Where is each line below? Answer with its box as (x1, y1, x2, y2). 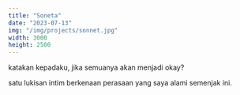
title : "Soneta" (8, 11, 62, 20)
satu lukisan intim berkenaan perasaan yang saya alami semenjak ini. (8, 78, 233, 88)
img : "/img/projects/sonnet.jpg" (8, 26, 118, 34)
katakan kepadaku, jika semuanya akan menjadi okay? (8, 63, 185, 72)
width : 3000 (8, 33, 47, 42)
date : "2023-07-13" (8, 19, 73, 27)
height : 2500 (8, 41, 51, 49)
